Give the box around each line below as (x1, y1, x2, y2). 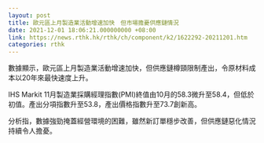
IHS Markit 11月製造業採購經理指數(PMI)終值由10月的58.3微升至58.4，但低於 (8, 90, 255, 99)
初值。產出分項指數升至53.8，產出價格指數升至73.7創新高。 (8, 100, 202, 109)
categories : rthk (8, 41, 65, 49)
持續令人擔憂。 (8, 126, 57, 136)
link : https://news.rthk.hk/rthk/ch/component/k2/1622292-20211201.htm (8, 33, 247, 42)
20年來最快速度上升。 (21, 73, 93, 82)
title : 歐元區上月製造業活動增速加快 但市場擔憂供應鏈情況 (8, 19, 179, 27)
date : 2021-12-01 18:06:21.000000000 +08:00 (8, 26, 156, 34)
